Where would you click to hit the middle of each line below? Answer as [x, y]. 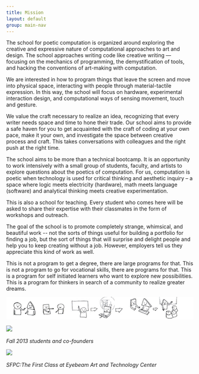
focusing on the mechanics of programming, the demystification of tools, [95, 62]
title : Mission [25, 12]
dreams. [16, 289]
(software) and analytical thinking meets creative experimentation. [87, 191]
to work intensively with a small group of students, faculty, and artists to [94, 166]
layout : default [26, 19]
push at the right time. [33, 148]
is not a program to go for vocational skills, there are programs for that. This [99, 270]
